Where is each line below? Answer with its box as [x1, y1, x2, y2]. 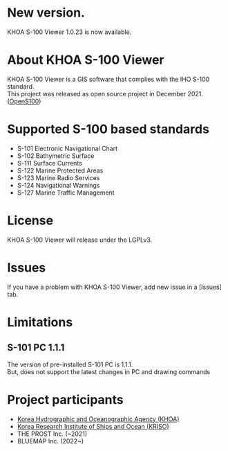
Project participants [7, 391, 124, 407]
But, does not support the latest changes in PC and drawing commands [7, 367, 211, 375]
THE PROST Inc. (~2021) [17, 430, 88, 438]
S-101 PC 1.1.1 [7, 342, 65, 354]
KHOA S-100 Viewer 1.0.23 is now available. [7, 28, 132, 36]
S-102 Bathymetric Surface [17, 151, 95, 160]
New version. [7, 5, 85, 21]
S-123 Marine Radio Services [17, 173, 100, 182]
